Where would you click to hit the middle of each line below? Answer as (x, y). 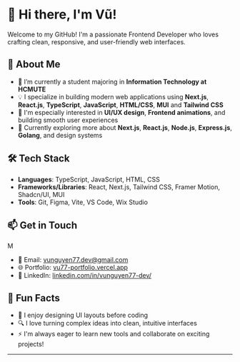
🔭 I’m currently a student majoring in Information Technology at (112, 81)
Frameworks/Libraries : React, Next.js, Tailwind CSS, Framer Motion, (119, 187)
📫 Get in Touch (42, 225)
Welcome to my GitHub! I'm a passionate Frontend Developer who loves (113, 34)
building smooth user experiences (68, 120)
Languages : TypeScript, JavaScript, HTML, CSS (89, 179)
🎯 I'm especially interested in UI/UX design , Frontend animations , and (121, 112)
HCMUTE (32, 89)
